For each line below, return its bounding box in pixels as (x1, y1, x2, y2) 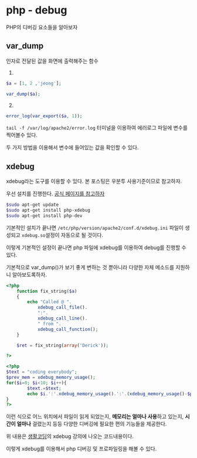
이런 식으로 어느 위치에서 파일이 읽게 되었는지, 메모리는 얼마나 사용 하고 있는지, (6, 413, 184, 420)
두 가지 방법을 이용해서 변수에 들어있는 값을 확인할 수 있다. (6, 144, 139, 151)
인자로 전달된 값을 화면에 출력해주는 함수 (6, 57, 98, 65)
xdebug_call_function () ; (37, 326, 98, 332)
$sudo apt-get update (6, 202, 59, 208)
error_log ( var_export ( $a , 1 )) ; (6, 113, 83, 119)
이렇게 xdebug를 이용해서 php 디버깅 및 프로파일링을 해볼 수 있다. (6, 445, 157, 452)
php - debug (6, 4, 67, 17)
